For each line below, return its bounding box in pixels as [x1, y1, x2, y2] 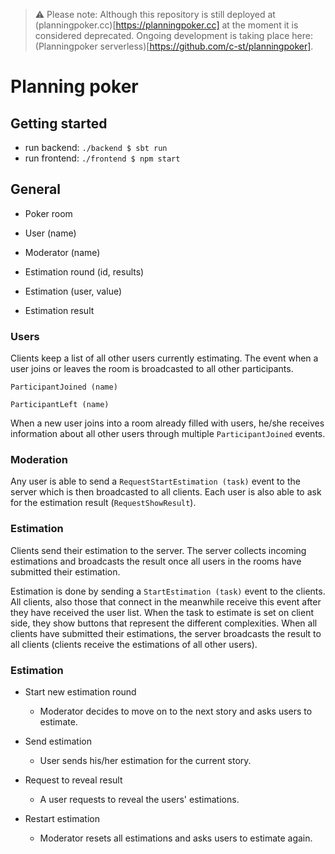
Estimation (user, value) [24, 285, 123, 297]
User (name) [24, 227, 77, 239]
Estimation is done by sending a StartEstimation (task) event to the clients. [10, 585, 326, 597]
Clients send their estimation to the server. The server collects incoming [10, 544, 307, 556]
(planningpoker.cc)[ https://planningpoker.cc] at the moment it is [34, 19, 299, 31]
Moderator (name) [24, 246, 101, 258]
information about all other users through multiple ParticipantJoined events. [10, 428, 326, 440]
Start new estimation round [24, 686, 137, 698]
